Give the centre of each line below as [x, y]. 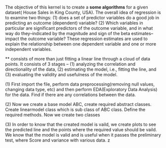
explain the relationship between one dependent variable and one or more [81, 44]
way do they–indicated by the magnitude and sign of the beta [68, 33]
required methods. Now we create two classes [53, 115]
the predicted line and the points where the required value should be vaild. [81, 130]
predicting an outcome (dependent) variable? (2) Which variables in [74, 23]
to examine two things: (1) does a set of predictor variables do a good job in [82, 18]
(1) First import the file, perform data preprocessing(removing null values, [80, 84]
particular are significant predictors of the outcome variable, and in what [79, 28]
